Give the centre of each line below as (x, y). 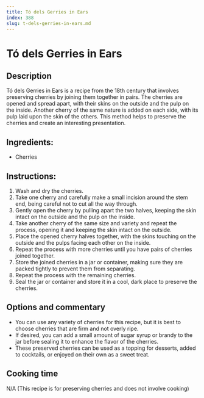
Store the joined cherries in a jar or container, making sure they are (99, 262)
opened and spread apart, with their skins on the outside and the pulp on (98, 104)
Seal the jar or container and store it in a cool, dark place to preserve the (106, 282)
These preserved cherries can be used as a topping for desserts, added (105, 348)
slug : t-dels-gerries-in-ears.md (49, 23)
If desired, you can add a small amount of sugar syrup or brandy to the (104, 335)
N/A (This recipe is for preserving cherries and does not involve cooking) (98, 388)
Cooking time (32, 374)
